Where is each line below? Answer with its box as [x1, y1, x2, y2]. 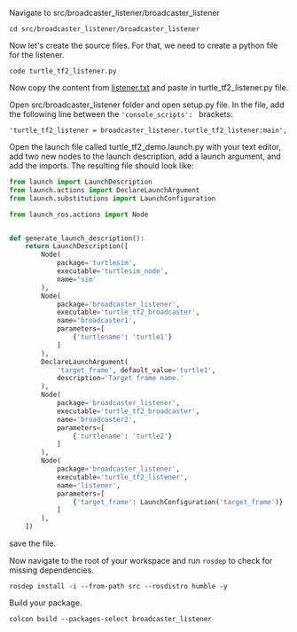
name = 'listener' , [56, 480, 121, 490]
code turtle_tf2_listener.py [9, 66, 117, 75]
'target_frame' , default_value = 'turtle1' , [56, 365, 216, 375]
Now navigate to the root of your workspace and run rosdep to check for [9, 556, 273, 566]
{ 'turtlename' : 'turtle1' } [72, 332, 173, 341]
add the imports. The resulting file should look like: [9, 160, 194, 171]
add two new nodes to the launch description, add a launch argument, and [9, 151, 281, 161]
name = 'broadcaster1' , [56, 316, 137, 325]
